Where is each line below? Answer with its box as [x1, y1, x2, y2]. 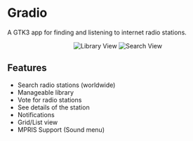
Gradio [7, 5, 48, 21]
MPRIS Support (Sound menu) [17, 125, 105, 134]
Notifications [17, 110, 55, 119]
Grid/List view [17, 118, 58, 126]
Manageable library [17, 88, 74, 96]
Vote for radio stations [17, 95, 82, 104]
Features [7, 62, 47, 74]
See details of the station [17, 103, 90, 112]
